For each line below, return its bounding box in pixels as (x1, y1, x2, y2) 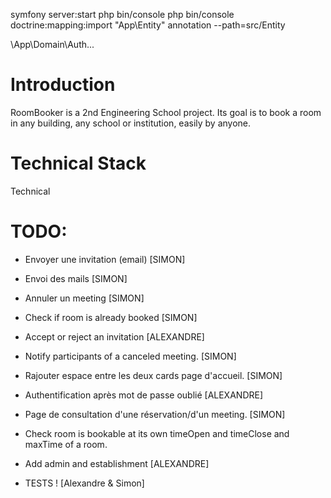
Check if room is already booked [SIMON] (24, 311, 198, 323)
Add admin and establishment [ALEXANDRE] (24, 457, 210, 469)
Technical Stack (10, 152, 147, 175)
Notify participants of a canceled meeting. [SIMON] (24, 350, 237, 362)
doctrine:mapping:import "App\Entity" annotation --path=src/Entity (10, 19, 286, 31)
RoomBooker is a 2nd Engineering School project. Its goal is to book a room (10, 106, 322, 118)
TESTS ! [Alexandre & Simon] (24, 477, 145, 489)
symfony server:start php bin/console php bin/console (10, 9, 235, 20)
